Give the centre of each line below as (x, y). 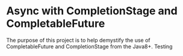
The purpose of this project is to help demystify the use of (78, 40)
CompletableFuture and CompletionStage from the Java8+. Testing (89, 46)
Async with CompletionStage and (92, 11)
